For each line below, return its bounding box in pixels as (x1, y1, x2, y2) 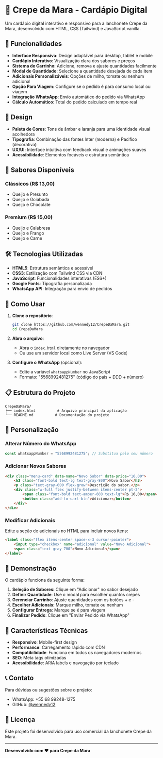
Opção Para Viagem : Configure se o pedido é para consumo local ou (12, 84, 151, 89)
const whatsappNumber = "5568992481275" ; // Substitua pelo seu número (5, 451, 153, 456)
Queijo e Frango (12, 230, 45, 236)
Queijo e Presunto (12, 191, 49, 197)
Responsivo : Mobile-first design (12, 640, 77, 645)
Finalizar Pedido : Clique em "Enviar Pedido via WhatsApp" (12, 612, 130, 618)
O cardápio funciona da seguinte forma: (5, 577, 85, 583)
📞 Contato (5, 674, 34, 682)
